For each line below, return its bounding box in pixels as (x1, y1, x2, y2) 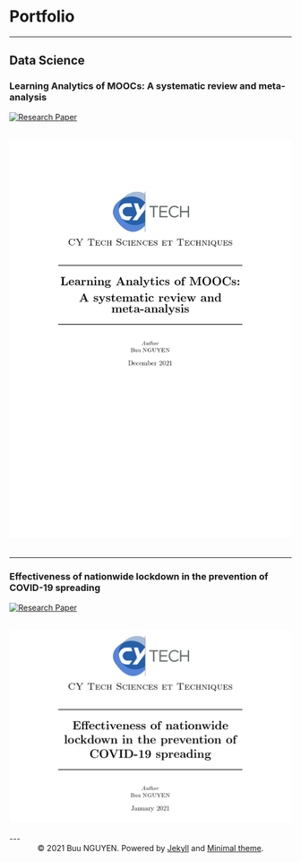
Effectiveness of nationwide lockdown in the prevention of (9, 570, 269, 583)
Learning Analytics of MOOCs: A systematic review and (9, 80, 257, 92)
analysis (9, 91, 47, 104)
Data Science (9, 53, 85, 68)
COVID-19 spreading (9, 581, 101, 594)
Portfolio (9, 6, 75, 27)
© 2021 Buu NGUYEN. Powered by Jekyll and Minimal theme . (37, 843, 264, 854)
